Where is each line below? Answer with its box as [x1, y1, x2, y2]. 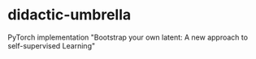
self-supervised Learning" [7, 40, 95, 50]
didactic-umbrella [7, 6, 132, 24]
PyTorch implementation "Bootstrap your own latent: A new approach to [7, 32, 249, 42]
